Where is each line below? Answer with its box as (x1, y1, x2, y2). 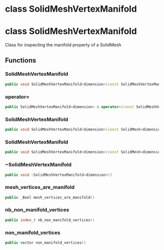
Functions (5, 56, 37, 64)
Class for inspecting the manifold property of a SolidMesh (5, 42, 122, 48)
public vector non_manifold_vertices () (5, 240, 86, 245)
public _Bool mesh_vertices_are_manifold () (5, 195, 95, 200)
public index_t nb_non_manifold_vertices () (5, 217, 95, 223)
